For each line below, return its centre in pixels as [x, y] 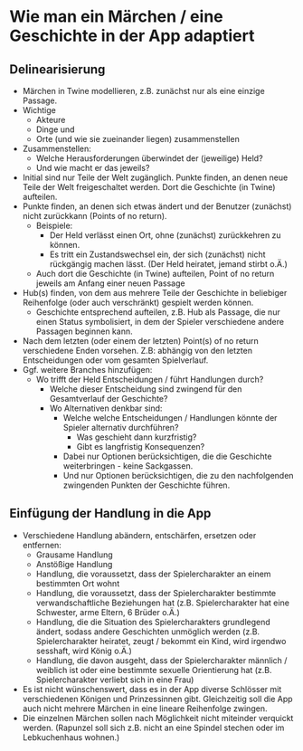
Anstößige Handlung [74, 564]
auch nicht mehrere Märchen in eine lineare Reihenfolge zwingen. [145, 708]
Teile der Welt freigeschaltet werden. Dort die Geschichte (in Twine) [149, 187]
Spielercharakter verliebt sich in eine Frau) [115, 680]
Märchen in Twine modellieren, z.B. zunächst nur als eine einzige [143, 91]
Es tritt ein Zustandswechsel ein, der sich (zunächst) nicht [157, 254]
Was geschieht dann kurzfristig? [137, 437]
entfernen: [42, 545]
